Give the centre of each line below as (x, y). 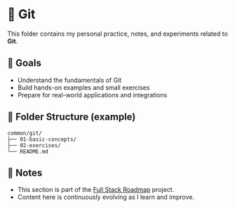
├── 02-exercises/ (34, 145)
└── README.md (28, 151)
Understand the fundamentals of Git (69, 80)
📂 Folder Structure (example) (72, 117)
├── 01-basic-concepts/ (42, 139)
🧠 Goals (25, 63)
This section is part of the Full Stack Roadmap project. (96, 190)
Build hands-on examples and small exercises (83, 88)
